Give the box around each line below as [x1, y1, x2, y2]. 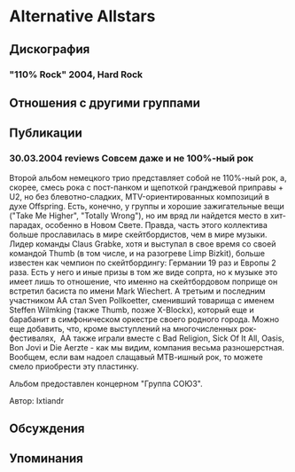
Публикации [9, 126, 82, 141]
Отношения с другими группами [9, 95, 201, 110]
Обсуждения [9, 421, 85, 436]
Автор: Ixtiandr [9, 395, 65, 405]
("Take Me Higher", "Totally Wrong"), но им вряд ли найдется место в [9, 210, 268, 221]
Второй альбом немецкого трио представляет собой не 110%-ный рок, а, [9, 172, 287, 183]
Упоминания [9, 451, 84, 467]
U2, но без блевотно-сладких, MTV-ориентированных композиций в [9, 191, 270, 201]
